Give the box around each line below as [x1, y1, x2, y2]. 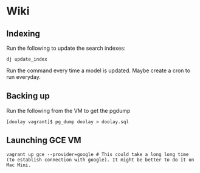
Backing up [6, 91, 50, 101]
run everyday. [6, 73, 41, 80]
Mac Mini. [6, 162, 32, 168]
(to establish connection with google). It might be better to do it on [6, 157, 195, 163]
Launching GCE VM [6, 135, 81, 146]
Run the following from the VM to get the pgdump [6, 107, 131, 114]
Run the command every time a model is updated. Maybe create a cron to [6, 67, 190, 74]
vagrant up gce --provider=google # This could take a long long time [6, 151, 189, 157]
